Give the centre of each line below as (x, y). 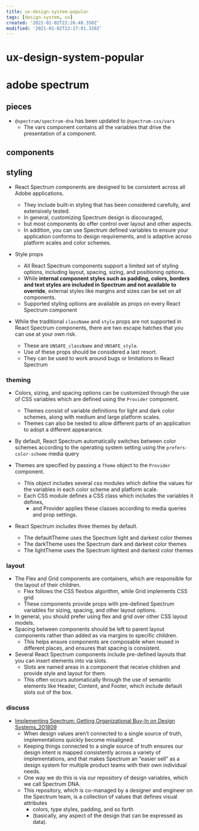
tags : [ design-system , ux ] (40, 17)
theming (18, 380)
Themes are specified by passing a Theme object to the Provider (93, 465)
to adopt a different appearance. (63, 429)
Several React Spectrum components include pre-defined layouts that (100, 654)
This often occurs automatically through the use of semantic (97, 680)
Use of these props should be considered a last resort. (90, 352)
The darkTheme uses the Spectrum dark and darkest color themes (105, 544)
